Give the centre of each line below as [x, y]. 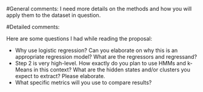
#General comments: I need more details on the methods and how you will [99, 9]
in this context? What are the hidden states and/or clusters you [112, 70]
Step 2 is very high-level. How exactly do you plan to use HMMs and [101, 63]
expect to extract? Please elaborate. [60, 76]
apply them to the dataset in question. [54, 15]
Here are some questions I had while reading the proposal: [79, 38]
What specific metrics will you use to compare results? [83, 82]
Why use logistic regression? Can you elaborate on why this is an [96, 50]
